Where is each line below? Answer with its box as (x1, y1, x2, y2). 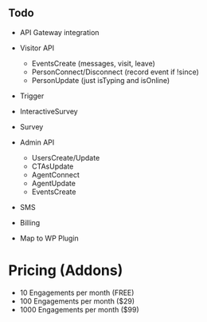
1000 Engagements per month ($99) (19, 304, 139, 314)
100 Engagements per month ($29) (19, 296, 135, 306)
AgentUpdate (31, 178, 76, 188)
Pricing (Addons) (8, 261, 123, 279)
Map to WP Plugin (19, 233, 80, 243)
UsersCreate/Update (31, 153, 100, 162)
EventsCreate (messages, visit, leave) (31, 58, 155, 68)
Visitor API (19, 43, 55, 53)
